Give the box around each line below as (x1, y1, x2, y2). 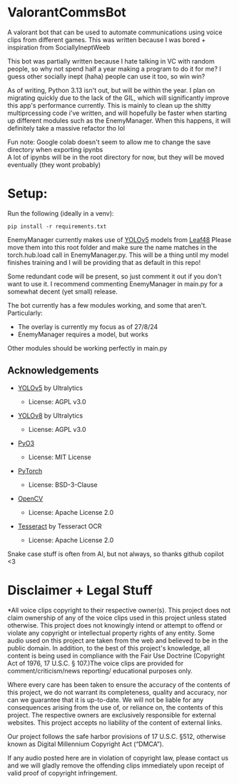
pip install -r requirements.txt (7, 223, 107, 230)
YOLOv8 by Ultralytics (17, 411, 83, 420)
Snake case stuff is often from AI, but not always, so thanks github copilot (7, 549, 225, 558)
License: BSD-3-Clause (28, 480, 98, 489)
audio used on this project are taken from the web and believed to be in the (7, 636, 228, 645)
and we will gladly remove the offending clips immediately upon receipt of (7, 761, 225, 770)
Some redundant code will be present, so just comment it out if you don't (7, 272, 222, 281)
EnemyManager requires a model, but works (17, 330, 148, 338)
